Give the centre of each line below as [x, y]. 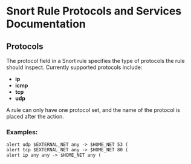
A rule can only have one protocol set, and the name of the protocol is [93, 110]
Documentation [46, 24]
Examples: [22, 132]
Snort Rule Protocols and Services [94, 11]
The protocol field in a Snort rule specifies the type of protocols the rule [96, 61]
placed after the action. [35, 116]
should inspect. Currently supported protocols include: [74, 67]
